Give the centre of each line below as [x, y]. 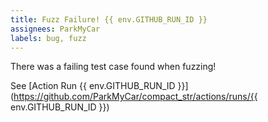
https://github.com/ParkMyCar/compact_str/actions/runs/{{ [135, 97]
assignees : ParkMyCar [55, 29]
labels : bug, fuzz [48, 38]
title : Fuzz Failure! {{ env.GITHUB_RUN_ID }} [109, 19]
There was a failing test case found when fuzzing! [113, 67]
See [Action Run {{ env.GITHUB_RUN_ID [93, 86]
